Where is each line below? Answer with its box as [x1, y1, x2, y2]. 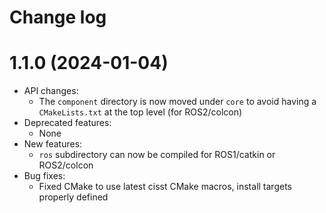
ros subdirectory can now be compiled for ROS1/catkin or [38, 149, 276, 161]
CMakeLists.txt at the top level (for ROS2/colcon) [38, 106, 243, 118]
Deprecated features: [23, 117, 112, 129]
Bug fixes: [23, 170, 66, 182]
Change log [9, 6, 107, 29]
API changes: [23, 85, 79, 97]
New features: [23, 138, 83, 150]
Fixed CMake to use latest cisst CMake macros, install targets [38, 181, 292, 193]
